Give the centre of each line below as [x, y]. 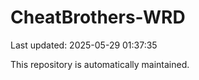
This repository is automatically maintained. [100, 64]
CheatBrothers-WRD [98, 17]
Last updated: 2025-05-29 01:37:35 [84, 45]
